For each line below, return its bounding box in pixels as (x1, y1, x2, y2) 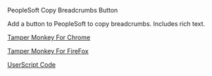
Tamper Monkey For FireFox (7, 47, 89, 55)
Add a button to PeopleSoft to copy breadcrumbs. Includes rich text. (7, 20, 206, 27)
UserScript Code (7, 61, 56, 69)
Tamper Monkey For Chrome (7, 33, 91, 42)
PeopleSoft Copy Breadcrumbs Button (7, 6, 118, 14)
